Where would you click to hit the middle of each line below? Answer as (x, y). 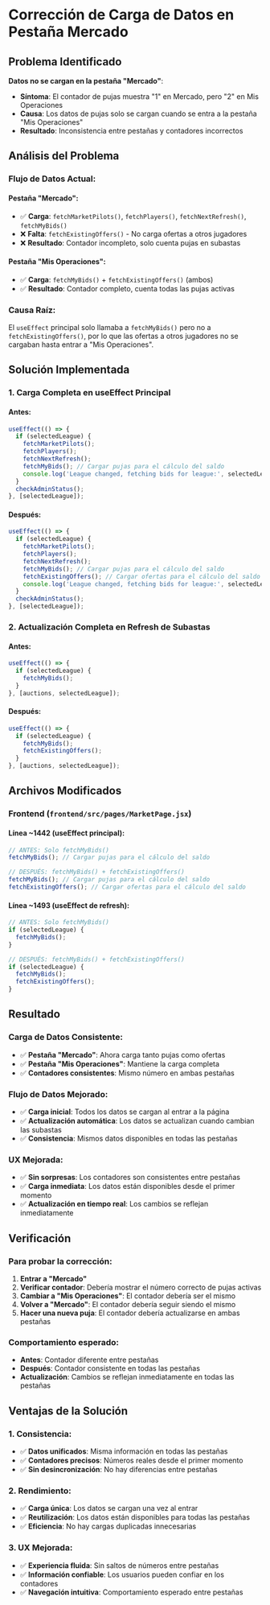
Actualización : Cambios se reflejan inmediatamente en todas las (127, 1377)
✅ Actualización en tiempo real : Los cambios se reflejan (114, 1204)
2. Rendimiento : (40, 1491)
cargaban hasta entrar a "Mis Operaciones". (81, 345)
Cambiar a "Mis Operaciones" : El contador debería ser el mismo (127, 1296)
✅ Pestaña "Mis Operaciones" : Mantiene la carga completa (119, 1063)
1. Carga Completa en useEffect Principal (90, 393)
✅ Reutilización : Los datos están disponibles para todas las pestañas (135, 1517)
